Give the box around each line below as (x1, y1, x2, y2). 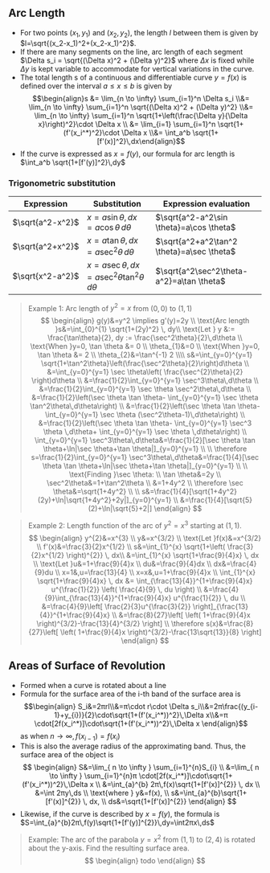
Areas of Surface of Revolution (8, 659, 166, 673)
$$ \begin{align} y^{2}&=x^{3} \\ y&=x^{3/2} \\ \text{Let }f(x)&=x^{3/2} (28, 533, 262, 543)
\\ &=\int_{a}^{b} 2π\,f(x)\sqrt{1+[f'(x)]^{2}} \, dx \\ (95, 780, 260, 789)
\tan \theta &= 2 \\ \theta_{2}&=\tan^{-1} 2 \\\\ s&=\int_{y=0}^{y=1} (37, 350, 253, 360)
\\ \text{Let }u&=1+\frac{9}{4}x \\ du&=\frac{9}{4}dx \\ (33, 559, 212, 568)
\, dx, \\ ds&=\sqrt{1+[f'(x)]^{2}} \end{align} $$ (83, 797, 237, 806)
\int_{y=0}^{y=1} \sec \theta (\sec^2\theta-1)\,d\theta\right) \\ (44, 410, 245, 420)
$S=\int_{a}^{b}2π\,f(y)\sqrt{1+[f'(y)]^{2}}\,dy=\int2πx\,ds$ (19, 818, 215, 827)
